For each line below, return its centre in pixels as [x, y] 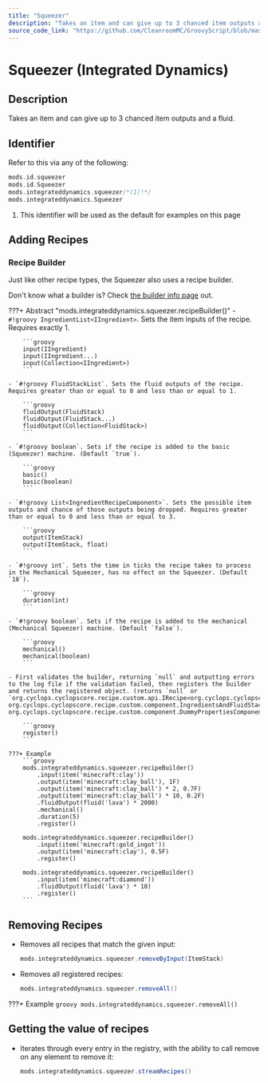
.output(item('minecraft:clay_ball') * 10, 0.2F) [121, 796]
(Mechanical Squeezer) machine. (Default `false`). [96, 628]
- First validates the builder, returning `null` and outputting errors [132, 677]
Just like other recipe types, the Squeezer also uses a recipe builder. [121, 280]
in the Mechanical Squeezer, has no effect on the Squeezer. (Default [128, 573]
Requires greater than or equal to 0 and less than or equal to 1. [123, 392]
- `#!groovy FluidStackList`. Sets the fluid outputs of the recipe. [126, 384]
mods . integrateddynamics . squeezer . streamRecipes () [106, 1071]
